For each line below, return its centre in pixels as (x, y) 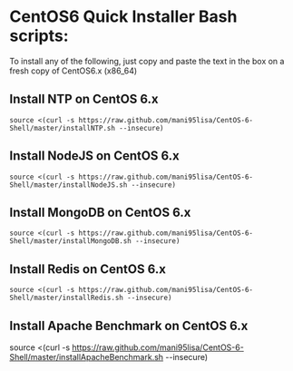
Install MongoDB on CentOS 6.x (100, 212)
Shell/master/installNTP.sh (63, 128)
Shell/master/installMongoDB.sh (70, 241)
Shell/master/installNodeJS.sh (68, 185)
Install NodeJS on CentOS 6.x (94, 156)
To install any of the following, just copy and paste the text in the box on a (147, 61)
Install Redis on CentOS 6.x (88, 269)
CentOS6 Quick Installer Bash (123, 17)
